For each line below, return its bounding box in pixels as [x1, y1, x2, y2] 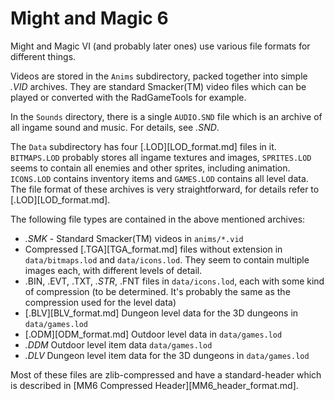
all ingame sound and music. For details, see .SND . [10, 121, 220, 133]
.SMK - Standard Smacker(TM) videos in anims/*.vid [24, 232, 244, 244]
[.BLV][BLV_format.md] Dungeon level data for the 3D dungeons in [24, 307, 299, 319]
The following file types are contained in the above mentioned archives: [10, 213, 306, 225]
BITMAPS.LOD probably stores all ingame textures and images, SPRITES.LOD [10, 151, 312, 163]
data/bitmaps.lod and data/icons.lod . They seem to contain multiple [24, 253, 310, 266]
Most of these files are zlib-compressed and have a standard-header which [10, 368, 322, 381]
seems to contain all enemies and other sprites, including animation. [10, 162, 291, 174]
